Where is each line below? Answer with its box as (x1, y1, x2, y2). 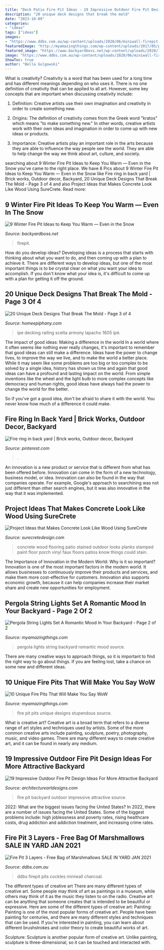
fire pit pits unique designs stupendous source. (17, 710, 112, 716)
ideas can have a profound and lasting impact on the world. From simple (5, 370, 150, 376)
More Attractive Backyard (5, 762, 85, 770)
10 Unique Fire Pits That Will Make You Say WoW (5, 678, 155, 687)
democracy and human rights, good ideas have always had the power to (5, 381, 150, 386)
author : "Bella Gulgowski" (5, 62, 60, 67)
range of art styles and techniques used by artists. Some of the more (5, 725, 144, 731)
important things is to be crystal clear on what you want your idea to (5, 265, 143, 271)
